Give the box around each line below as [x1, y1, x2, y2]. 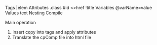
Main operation [5, 20, 36, 25]
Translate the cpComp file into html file [12, 35, 91, 40]
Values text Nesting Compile [5, 10, 63, 16]
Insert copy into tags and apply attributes [12, 29, 96, 35]
